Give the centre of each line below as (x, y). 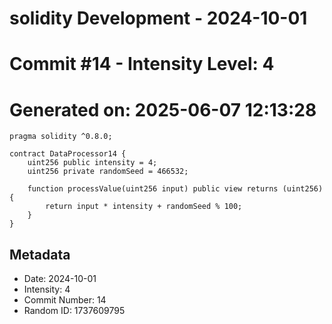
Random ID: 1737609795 (74, 311)
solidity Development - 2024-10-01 (158, 18)
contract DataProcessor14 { (68, 154)
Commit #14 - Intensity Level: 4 (142, 64)
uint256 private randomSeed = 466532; (108, 172)
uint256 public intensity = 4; (92, 163)
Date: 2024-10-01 (60, 279)
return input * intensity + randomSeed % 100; (144, 207)
